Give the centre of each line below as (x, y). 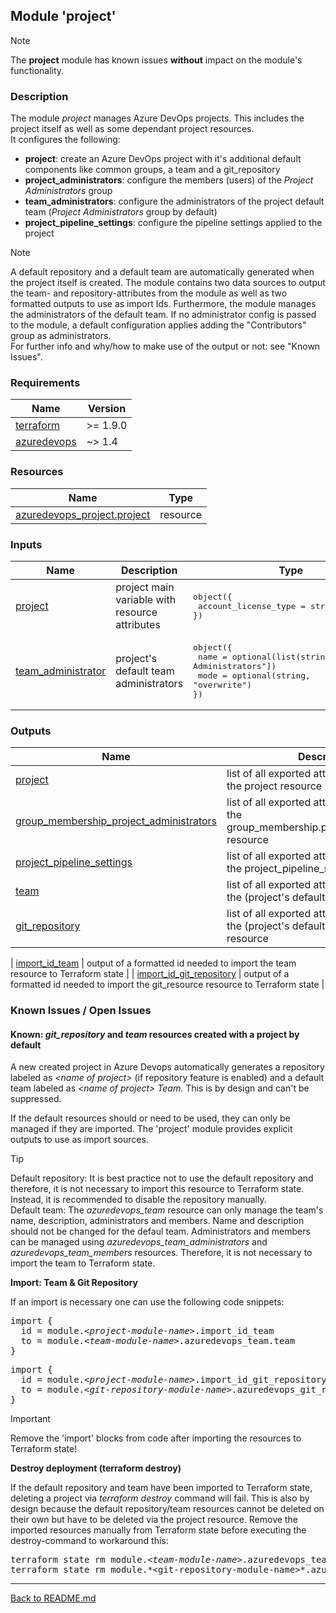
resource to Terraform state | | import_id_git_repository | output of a (150, 974)
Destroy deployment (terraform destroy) (96, 1468)
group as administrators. (61, 336)
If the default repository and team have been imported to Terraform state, (161, 1488)
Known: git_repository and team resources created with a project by (155, 1034)
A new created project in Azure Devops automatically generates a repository (167, 1067)
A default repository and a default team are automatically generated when (162, 272)
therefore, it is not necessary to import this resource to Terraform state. (157, 1189)
